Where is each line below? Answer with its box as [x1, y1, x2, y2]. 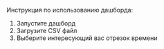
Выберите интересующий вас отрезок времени [16, 34, 158, 42]
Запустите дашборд [16, 19, 76, 27]
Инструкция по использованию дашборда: [6, 6, 134, 14]
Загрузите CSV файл [16, 27, 78, 35]
